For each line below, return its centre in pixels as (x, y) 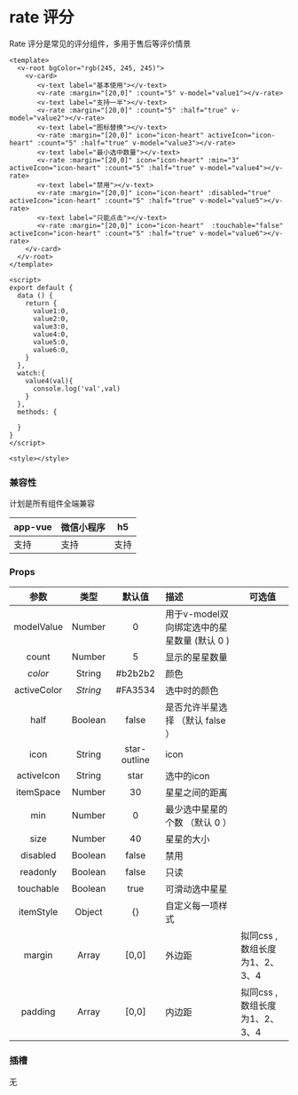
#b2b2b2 (135, 673)
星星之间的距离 (196, 792)
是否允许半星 (192, 707)
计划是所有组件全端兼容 (52, 504)
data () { (35, 295)
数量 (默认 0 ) (202, 641)
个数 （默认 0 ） (199, 823)
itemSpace (39, 792)
